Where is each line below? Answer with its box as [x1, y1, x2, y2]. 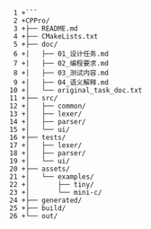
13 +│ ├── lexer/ [9, 110, 83, 119]
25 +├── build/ [9, 204, 67, 213]
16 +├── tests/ [9, 133, 67, 142]
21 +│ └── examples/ [9, 172, 94, 181]
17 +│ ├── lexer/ [9, 141, 83, 150]
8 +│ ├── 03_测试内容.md [13, 68, 110, 77]
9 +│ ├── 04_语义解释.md [13, 78, 110, 87]
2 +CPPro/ [13, 16, 50, 25]
